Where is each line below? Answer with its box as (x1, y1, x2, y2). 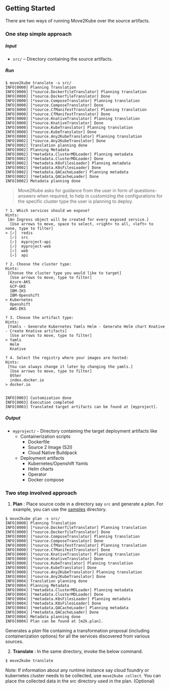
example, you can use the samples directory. (12, 506, 107, 512)
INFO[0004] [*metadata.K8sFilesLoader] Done (5, 601, 101, 606)
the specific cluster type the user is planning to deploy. (17, 198, 133, 204)
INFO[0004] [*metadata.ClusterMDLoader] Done (5, 592, 103, 597)
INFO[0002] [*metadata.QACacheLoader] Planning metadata (5, 169, 129, 175)
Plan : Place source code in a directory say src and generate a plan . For (12, 500, 164, 507)
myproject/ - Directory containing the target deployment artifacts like (12, 428, 158, 434)
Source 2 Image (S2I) (27, 444, 73, 450)
